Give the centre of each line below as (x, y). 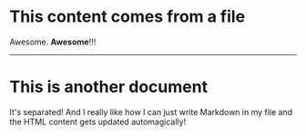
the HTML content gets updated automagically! (98, 121)
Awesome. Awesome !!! (53, 42)
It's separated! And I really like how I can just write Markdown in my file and (151, 112)
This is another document (108, 87)
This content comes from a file (127, 17)
